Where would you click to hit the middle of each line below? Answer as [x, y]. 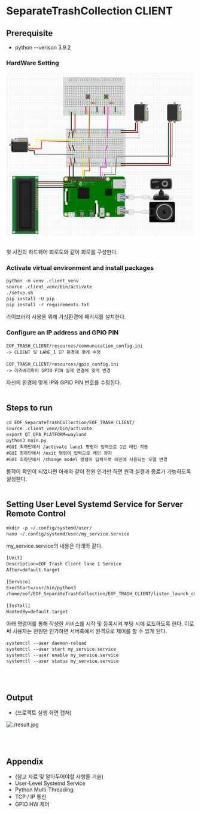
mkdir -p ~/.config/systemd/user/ [49, 528]
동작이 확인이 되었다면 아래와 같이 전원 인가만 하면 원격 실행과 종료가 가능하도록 [99, 471]
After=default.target [33, 570]
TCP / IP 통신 [31, 796]
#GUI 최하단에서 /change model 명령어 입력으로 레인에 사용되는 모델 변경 [87, 459]
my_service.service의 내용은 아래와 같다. [54, 546]
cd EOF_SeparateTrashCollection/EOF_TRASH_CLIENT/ [71, 422]
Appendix [25, 761]
